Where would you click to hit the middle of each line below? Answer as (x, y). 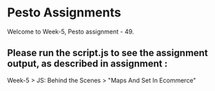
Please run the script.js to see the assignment (107, 53)
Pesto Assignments (64, 13)
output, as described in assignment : (87, 64)
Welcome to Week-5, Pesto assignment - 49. (71, 31)
